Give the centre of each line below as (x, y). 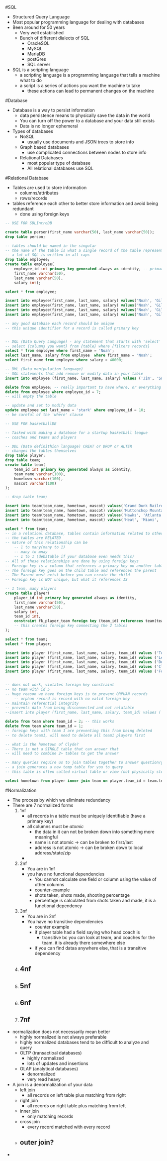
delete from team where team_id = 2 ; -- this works (60, 722)
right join (29, 1100)
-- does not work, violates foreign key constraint (60, 685)
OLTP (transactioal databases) (51, 1053)
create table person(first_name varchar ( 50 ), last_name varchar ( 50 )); (80, 232)
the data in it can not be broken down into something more (95, 832)
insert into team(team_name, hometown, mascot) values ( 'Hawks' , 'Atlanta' (84, 515)
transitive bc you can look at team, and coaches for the (98, 937)
